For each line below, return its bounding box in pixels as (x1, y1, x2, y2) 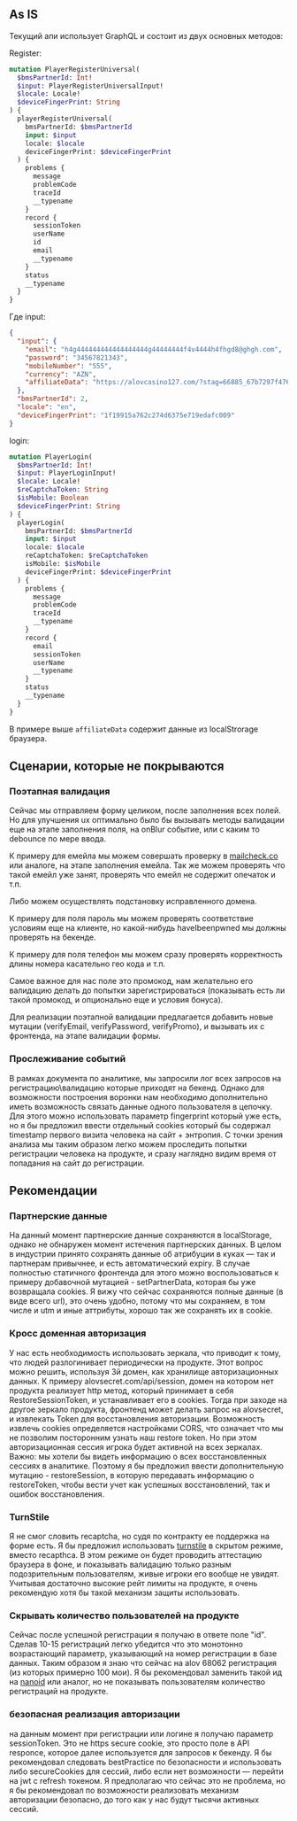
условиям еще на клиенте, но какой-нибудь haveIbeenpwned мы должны (9, 923, 287, 934)
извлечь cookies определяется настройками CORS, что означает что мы (9, 1422, 285, 1433)
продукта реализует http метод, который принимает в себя (9, 1385, 234, 1396)
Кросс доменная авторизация (9, 1328, 147, 1340)
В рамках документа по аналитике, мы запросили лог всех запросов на (9, 1073, 282, 1083)
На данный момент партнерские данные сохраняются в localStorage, (9, 1230, 272, 1241)
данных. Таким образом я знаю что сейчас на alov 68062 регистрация (9, 1658, 277, 1669)
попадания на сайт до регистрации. (9, 1158, 145, 1168)
